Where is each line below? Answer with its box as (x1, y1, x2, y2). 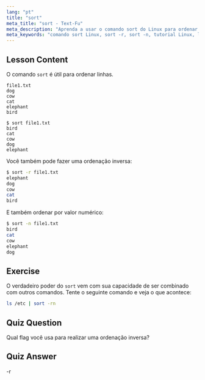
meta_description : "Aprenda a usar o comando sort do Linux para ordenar (6, 26, 198, 32)
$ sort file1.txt (6, 120, 51, 126)
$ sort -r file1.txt (6, 169, 59, 175)
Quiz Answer (6, 351, 57, 362)
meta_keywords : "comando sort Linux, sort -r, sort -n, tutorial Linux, (6, 32, 195, 38)
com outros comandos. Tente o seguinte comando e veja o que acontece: (6, 289, 192, 296)
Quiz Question (6, 318, 62, 328)
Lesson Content (6, 54, 68, 65)
